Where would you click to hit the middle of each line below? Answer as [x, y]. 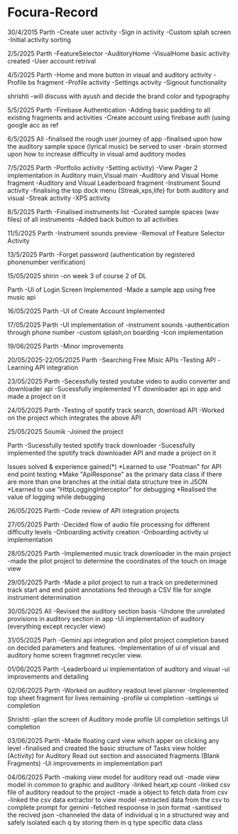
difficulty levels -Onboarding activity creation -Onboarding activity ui [108, 532]
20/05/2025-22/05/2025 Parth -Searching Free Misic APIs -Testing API [112, 359]
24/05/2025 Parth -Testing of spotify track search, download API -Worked [116, 410]
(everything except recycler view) [56, 626]
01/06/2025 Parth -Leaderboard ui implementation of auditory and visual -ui [119, 669]
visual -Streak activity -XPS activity [59, 198]
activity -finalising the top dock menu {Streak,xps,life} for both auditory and [118, 190]
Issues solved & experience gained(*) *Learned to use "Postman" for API [114, 466]
